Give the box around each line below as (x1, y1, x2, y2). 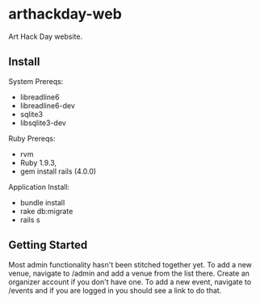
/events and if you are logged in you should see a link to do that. (8, 285, 222, 295)
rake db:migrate (19, 206, 73, 216)
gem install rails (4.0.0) (19, 166, 97, 176)
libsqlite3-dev (19, 118, 66, 128)
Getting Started (8, 238, 88, 252)
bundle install (19, 197, 65, 207)
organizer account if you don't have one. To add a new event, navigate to (8, 276, 252, 287)
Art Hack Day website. (8, 32, 83, 41)
